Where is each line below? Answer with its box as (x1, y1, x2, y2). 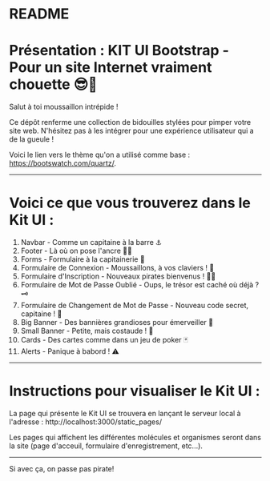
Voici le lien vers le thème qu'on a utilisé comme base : (9, 150, 191, 160)
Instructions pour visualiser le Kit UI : (9, 382, 260, 400)
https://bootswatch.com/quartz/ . (9, 158, 117, 168)
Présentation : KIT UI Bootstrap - (9, 42, 229, 60)
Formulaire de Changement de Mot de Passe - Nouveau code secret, (20, 301, 249, 311)
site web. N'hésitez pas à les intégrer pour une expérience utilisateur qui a (9, 126, 255, 136)
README (9, 5, 70, 23)
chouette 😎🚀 (9, 75, 98, 94)
